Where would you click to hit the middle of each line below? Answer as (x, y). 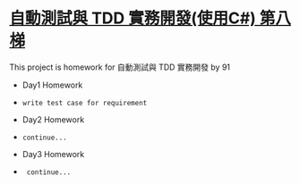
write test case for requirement (85, 103)
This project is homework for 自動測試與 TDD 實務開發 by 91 (120, 67)
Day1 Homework (52, 85)
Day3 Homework (53, 154)
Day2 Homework (53, 119)
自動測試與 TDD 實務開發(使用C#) (133, 18)
